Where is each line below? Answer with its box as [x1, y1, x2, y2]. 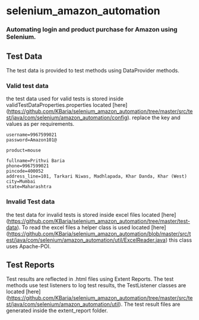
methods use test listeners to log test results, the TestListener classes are [6, 282, 187, 289]
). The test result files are [118, 301, 181, 308]
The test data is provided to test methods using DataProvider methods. [6, 66, 179, 74]
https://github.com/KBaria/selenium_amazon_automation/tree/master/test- [8, 217, 190, 224]
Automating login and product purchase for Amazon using [6, 26, 178, 34]
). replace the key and [127, 114, 181, 121]
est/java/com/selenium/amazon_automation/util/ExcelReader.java [6, 236, 166, 243]
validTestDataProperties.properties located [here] [6, 102, 128, 109]
